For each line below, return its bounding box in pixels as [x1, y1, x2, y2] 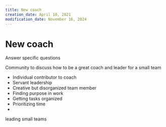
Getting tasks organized [12, 96, 63, 102]
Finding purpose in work [12, 90, 64, 96]
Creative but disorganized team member [12, 85, 97, 91]
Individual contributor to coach [12, 74, 77, 80]
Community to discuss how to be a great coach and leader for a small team [5, 65, 161, 71]
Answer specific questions [5, 55, 61, 61]
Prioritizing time [12, 101, 46, 107]
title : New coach [5, 7, 42, 13]
